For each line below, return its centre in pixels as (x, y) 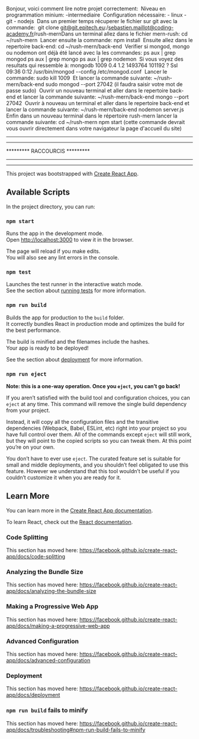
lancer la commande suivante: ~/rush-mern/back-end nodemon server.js (95, 110)
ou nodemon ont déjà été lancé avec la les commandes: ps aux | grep (91, 53)
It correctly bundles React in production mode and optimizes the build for (95, 323)
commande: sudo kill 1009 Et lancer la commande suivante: (79, 78)
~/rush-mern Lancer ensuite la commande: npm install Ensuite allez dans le (99, 40)
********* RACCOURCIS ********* (48, 151)
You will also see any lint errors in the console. (63, 258)
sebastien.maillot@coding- (141, 27)
